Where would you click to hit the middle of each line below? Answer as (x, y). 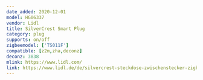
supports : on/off (28, 40)
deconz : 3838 (23, 57)
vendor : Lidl (23, 23)
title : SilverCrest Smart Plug (46, 29)
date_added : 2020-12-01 (36, 12)
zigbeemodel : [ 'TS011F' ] (37, 46)
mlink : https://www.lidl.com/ (44, 62)
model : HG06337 (25, 17)
